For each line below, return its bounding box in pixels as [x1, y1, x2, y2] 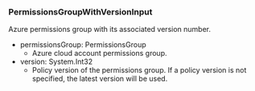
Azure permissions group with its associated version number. [8, 25, 212, 34]
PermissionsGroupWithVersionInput [8, 6, 153, 18]
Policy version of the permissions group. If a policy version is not [31, 65, 247, 75]
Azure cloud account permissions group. [31, 49, 167, 58]
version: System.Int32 [19, 57, 93, 66]
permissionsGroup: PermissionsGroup [19, 40, 146, 49]
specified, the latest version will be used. [31, 74, 168, 84]
